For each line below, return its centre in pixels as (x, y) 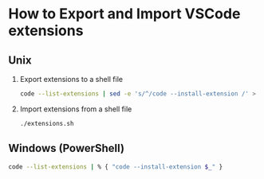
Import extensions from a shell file (76, 109)
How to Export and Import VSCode (124, 14)
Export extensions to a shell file (71, 79)
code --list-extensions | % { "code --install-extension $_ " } (116, 167)
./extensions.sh (47, 123)
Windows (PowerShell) (67, 148)
